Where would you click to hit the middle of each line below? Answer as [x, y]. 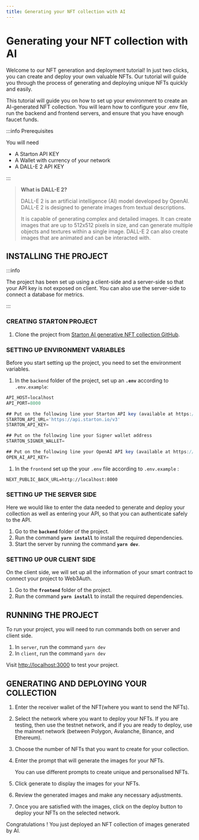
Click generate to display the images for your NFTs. [77, 784]
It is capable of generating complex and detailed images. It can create [106, 219]
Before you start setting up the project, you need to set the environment [94, 362]
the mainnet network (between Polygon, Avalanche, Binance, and [94, 731]
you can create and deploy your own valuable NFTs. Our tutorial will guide [96, 76]
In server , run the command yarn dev [60, 647]
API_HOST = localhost [30, 397]
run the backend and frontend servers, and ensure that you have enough [95, 113]
